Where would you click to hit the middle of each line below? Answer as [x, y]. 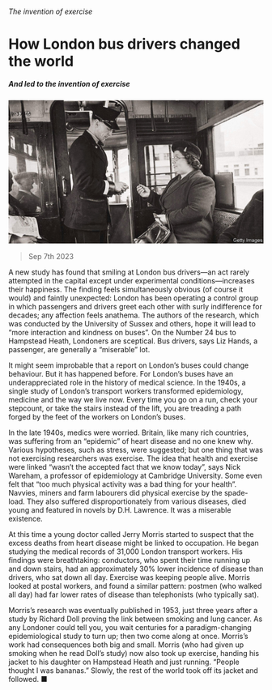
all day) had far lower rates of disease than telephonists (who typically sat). [134, 594]
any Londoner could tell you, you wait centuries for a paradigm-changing [130, 628]
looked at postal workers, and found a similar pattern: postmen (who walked [135, 586]
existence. [25, 519]
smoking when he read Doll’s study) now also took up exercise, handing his [134, 654]
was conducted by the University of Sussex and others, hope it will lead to [132, 324]
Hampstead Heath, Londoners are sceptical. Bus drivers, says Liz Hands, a [133, 341]
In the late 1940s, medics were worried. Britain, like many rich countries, [129, 432]
